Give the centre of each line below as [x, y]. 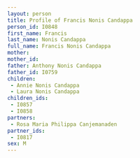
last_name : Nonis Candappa [47, 40]
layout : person [29, 14]
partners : [22, 117]
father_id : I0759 [33, 72]
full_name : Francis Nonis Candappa [59, 46]
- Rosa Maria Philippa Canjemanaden [64, 124]
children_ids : [28, 99]
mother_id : [23, 59]
